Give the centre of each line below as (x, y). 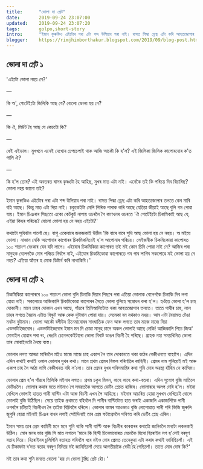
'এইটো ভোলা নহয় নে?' (27, 79)
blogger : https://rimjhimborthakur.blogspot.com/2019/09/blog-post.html (104, 40)
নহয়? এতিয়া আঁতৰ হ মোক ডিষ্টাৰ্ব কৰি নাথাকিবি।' (49, 260)
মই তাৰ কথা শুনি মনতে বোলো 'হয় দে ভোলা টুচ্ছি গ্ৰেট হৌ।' (57, 459)
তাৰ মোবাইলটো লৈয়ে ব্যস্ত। (30, 342)
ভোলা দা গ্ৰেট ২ (25, 280)
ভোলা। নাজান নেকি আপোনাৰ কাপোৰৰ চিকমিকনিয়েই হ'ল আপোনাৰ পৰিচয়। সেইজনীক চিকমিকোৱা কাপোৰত (98, 239)
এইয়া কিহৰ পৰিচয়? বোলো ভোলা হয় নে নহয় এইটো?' (52, 221)
